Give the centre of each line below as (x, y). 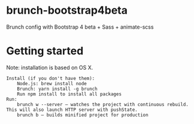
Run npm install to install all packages (69, 94)
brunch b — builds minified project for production (83, 115)
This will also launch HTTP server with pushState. (72, 110)
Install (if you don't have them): (51, 78)
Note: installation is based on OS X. (50, 67)
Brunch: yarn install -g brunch (57, 89)
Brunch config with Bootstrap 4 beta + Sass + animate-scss (80, 27)
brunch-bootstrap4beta (67, 10)
